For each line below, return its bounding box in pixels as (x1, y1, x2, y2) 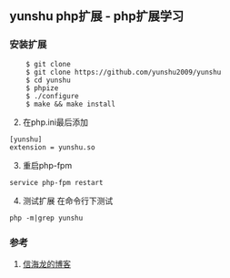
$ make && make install (25, 99, 116, 108)
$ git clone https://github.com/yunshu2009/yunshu (25, 67, 222, 77)
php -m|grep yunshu (9, 213, 84, 222)
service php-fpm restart (9, 178, 104, 187)
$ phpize (25, 83, 59, 93)
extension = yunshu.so (9, 142, 95, 152)
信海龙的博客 (22, 258, 71, 269)
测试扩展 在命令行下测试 (22, 195, 114, 206)
